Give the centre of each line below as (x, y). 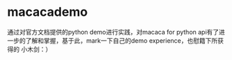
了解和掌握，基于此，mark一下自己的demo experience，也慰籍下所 (122, 40)
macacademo (48, 12)
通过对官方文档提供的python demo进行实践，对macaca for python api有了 (113, 32)
